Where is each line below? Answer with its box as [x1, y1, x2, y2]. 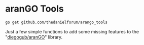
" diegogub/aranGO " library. [5, 34, 63, 40]
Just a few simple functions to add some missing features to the [5, 28, 139, 34]
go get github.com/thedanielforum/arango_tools [5, 20, 108, 25]
